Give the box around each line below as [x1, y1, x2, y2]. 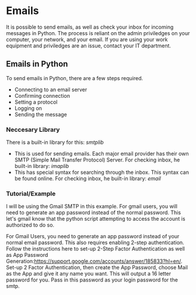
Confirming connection [14, 92, 70, 99]
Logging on [14, 104, 43, 112]
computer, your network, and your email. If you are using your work [6, 36, 168, 43]
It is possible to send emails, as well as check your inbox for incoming [6, 23, 174, 30]
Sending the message [14, 111, 67, 118]
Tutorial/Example [6, 189, 56, 197]
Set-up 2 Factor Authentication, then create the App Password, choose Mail [6, 264, 188, 271]
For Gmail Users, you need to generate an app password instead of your [6, 233, 180, 240]
